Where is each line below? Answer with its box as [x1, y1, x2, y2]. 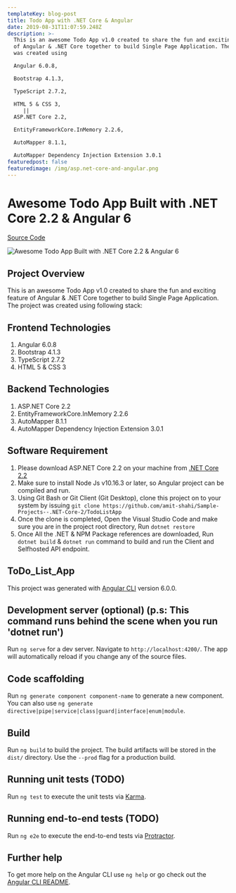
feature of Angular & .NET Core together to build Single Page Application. [7, 294, 219, 302]
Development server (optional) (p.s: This [7, 604, 190, 616]
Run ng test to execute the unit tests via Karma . [7, 792, 146, 801]
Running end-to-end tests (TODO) [7, 813, 159, 825]
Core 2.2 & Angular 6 [7, 210, 132, 226]
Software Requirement [7, 445, 108, 457]
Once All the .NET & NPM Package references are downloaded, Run [17, 529, 214, 538]
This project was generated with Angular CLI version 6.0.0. [7, 584, 177, 592]
